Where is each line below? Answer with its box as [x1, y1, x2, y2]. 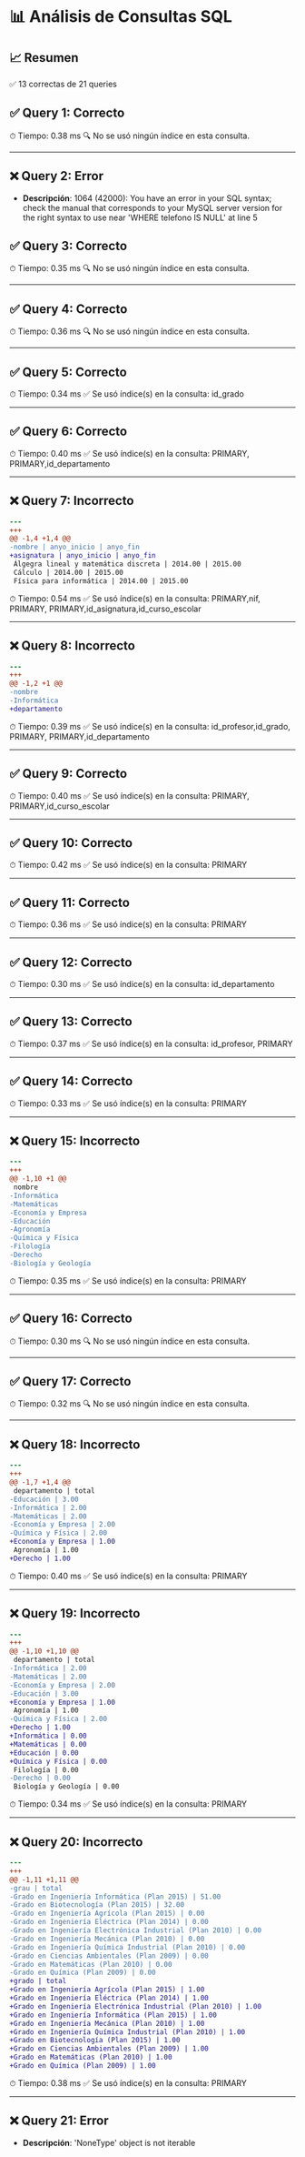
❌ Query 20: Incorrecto [9, 1834, 143, 1850]
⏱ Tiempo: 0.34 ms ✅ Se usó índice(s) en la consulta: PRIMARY [9, 1799, 248, 1809]
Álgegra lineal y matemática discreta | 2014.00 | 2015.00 [13, 559, 242, 569]
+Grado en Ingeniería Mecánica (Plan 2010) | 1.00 [9, 2019, 205, 2028]
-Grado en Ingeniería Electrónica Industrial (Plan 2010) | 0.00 [9, 1926, 261, 1935]
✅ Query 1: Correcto [9, 106, 125, 121]
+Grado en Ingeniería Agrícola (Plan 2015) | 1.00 [9, 1985, 205, 1994]
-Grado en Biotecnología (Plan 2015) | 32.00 [9, 1900, 184, 1910]
